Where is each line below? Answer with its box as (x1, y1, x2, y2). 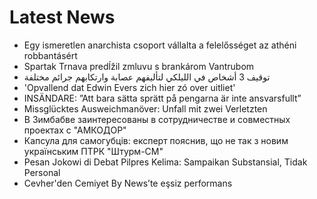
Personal (23, 166, 61, 178)
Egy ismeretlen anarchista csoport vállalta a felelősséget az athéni (23, 39, 297, 51)
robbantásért (23, 49, 78, 61)
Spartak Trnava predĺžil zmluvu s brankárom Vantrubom (23, 60, 255, 72)
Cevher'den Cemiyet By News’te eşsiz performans (23, 177, 233, 189)
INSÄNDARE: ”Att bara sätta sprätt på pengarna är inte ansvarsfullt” (23, 92, 302, 104)
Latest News (9, 6, 116, 29)
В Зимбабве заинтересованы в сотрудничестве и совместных (23, 113, 291, 125)
